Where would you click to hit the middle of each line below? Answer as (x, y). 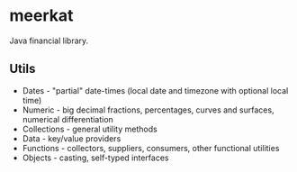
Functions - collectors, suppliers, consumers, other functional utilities (151, 148)
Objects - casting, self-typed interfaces (95, 158)
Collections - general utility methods (90, 129)
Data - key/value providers (72, 138)
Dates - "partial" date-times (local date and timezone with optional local (155, 90)
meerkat (41, 16)
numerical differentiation (68, 119)
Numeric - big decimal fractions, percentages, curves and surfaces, (148, 110)
